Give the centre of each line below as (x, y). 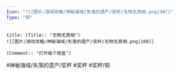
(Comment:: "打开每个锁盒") (39, 53)
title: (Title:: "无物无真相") (43, 35)
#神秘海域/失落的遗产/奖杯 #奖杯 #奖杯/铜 (58, 65)
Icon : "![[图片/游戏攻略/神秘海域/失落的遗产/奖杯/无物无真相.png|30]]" (90, 12)
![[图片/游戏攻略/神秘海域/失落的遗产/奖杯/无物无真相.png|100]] (80, 42)
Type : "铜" (20, 17)
